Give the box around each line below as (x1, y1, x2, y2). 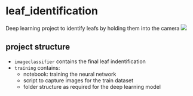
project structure (5, 42, 71, 52)
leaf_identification (5, 4, 98, 18)
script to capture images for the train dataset (23, 76, 134, 84)
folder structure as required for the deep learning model (23, 83, 161, 90)
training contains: (14, 64, 60, 71)
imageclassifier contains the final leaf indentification (14, 58, 146, 65)
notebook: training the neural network (23, 70, 117, 78)
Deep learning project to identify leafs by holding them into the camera (5, 24, 180, 32)
